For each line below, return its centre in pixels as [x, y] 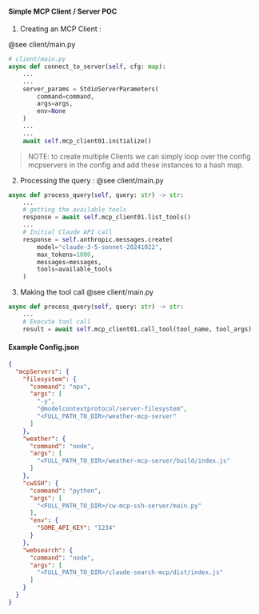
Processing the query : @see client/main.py [92, 180]
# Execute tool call [57, 321]
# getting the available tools [75, 210]
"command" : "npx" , [60, 387]
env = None [52, 111]
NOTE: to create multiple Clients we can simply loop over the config [139, 156]
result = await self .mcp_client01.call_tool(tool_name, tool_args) [137, 329]
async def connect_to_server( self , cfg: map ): [87, 67]
